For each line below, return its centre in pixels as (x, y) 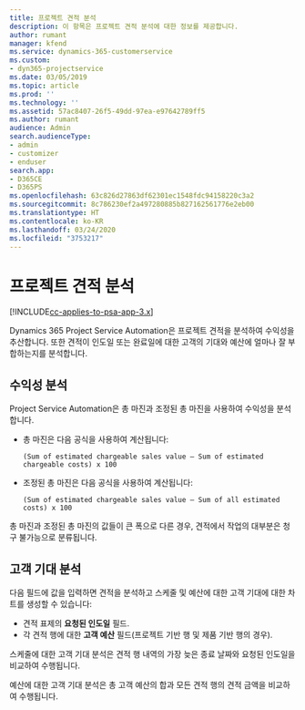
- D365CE (26, 179)
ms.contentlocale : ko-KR (56, 221)
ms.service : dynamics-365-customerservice (91, 52)
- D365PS (26, 188)
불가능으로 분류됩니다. (58, 538)
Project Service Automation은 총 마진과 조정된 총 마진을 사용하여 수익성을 (142, 409)
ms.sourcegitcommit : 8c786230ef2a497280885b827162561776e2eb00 (132, 205)
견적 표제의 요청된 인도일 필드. (76, 623)
